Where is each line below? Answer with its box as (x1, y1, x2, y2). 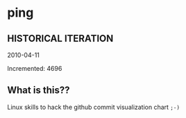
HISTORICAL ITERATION (7, 33, 114, 44)
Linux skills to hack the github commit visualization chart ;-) (7, 103, 180, 111)
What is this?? (7, 85, 70, 96)
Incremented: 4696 (7, 65, 62, 72)
